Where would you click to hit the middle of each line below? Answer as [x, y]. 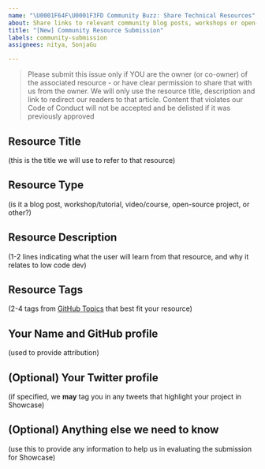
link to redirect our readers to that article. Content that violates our [135, 100]
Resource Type [46, 185]
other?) [20, 212]
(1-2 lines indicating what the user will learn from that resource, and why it [129, 256]
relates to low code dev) [47, 265]
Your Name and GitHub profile [83, 333]
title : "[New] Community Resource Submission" [86, 30]
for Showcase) [32, 457]
